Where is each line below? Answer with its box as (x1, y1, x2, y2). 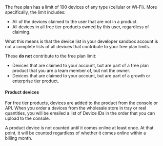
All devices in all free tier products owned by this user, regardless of (12, 24, 149, 30)
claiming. (12, 29, 31, 35)
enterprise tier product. (12, 78, 59, 84)
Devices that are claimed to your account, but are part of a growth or (12, 73, 150, 78)
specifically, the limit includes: (5, 9, 66, 15)
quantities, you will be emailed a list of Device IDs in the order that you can (5, 110, 155, 116)
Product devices (5, 89, 39, 95)
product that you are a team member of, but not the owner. (12, 68, 130, 73)
